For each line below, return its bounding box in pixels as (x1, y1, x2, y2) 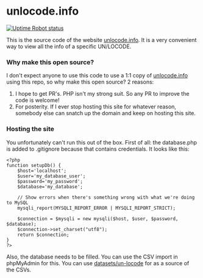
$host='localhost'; (17, 168, 67, 174)
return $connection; (17, 232, 69, 238)
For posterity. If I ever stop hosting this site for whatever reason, (15, 103, 177, 110)
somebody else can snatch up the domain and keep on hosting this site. (15, 110, 196, 117)
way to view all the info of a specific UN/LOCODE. (6, 43, 132, 50)
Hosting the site (6, 125, 55, 134)
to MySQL (6, 199, 29, 205)
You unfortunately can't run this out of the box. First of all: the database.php (6, 138, 197, 146)
